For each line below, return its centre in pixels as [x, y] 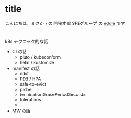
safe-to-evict [33, 84]
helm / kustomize [37, 63]
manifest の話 [26, 68]
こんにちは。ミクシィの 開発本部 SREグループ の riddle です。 [67, 23]
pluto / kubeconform [40, 57]
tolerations [30, 100]
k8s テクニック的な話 [26, 41]
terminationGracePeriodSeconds [52, 94]
